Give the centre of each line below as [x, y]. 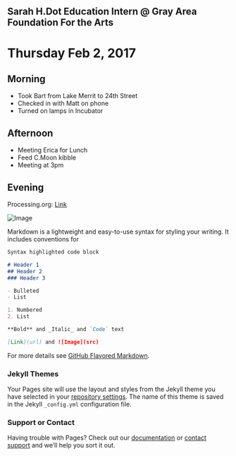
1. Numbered [25, 310]
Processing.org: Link [37, 205]
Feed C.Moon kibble [47, 157]
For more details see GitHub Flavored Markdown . [79, 355]
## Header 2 [25, 271]
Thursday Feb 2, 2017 [72, 53]
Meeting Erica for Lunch [52, 150]
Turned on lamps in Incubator [60, 111]
